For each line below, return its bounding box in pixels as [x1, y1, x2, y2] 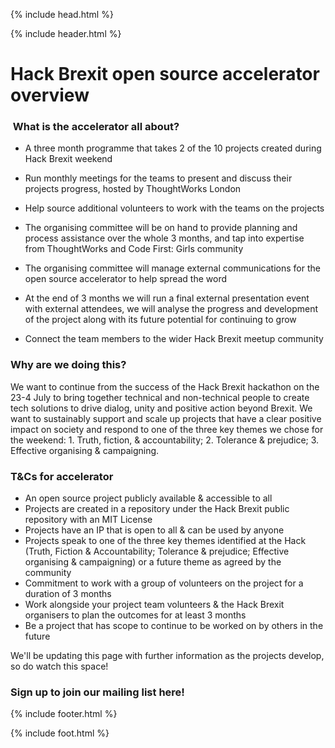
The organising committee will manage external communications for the [24, 262, 321, 274]
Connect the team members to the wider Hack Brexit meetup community [24, 333, 324, 345]
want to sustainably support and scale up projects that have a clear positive [10, 412, 322, 424]
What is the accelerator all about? [12, 120, 180, 134]
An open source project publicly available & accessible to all [24, 492, 273, 504]
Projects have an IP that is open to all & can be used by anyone [24, 524, 285, 536]
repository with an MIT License [24, 514, 153, 526]
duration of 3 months [24, 588, 112, 600]
